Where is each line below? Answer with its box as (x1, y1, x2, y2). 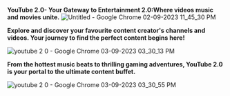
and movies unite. (7, 13, 60, 21)
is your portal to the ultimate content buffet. (7, 68, 136, 75)
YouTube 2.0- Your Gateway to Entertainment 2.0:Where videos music (7, 6, 214, 14)
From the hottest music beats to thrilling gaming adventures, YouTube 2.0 (7, 60, 223, 68)
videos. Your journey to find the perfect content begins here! (7, 34, 185, 42)
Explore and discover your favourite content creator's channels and (7, 27, 206, 34)
